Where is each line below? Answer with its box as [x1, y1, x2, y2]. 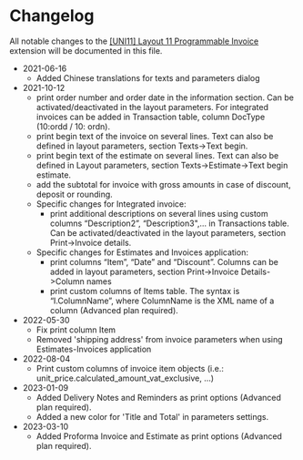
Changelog [9, 5, 95, 26]
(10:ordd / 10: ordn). [35, 120, 111, 132]
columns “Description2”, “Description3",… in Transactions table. [49, 218, 289, 229]
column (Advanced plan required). [49, 304, 179, 315]
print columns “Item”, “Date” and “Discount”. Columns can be [49, 256, 279, 267]
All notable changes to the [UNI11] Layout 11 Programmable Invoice [9, 36, 259, 46]
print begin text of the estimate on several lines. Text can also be [35, 149, 279, 160]
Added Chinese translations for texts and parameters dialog [35, 72, 260, 83]
